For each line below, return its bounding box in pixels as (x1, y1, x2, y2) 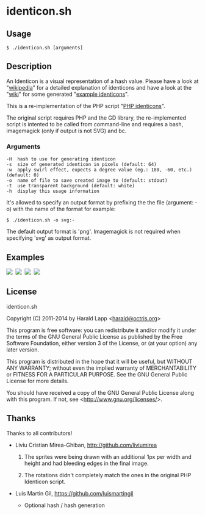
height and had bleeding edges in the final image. (24, 459, 149, 467)
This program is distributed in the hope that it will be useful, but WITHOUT (6, 358, 193, 365)
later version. (6, 346, 40, 353)
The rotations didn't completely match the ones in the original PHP (24, 471, 192, 478)
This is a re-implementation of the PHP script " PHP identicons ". (6, 102, 166, 109)
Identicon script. (24, 478, 66, 485)
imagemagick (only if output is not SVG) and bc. (6, 127, 127, 134)
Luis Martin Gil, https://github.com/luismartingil (15, 489, 134, 497)
